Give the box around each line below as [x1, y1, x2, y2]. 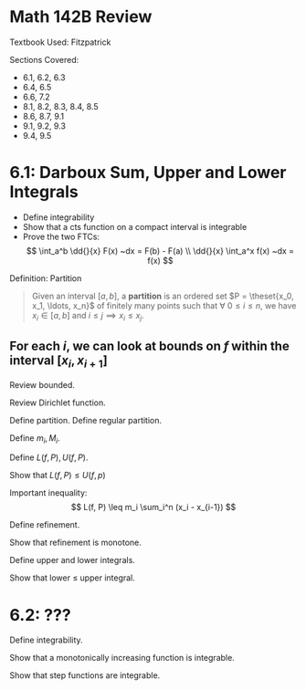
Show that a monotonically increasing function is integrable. [9, 653, 235, 664]
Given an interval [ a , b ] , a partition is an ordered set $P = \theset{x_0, [31, 290, 294, 301]
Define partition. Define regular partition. [9, 414, 163, 425]
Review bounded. [9, 379, 76, 390]
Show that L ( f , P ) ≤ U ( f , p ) [9, 470, 107, 481]
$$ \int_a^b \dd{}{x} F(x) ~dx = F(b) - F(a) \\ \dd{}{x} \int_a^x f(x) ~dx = [26, 245, 295, 256]
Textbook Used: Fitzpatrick [9, 37, 111, 47]
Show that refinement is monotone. [9, 537, 142, 549]
